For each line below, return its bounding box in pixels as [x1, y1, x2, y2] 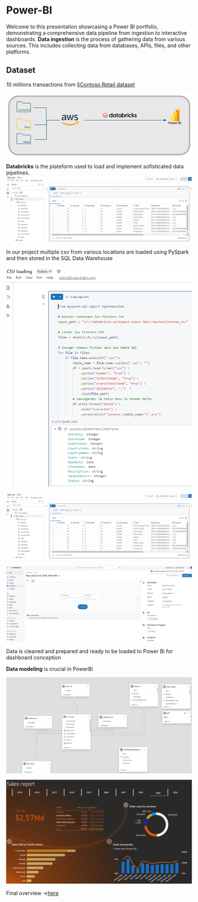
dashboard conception [6, 654, 61, 661]
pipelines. [6, 169, 30, 176]
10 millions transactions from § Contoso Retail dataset [6, 81, 135, 88]
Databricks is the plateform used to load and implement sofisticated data [6, 163, 184, 170]
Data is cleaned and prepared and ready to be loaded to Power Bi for [6, 647, 173, 655]
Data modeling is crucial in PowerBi [6, 665, 93, 673]
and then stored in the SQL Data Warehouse [6, 255, 113, 262]
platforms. [6, 48, 31, 55]
